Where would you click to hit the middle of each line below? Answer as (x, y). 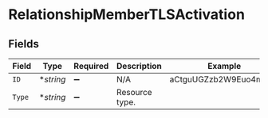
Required (91, 66)
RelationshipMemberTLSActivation (127, 15)
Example (224, 66)
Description (139, 66)
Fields (24, 44)
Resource (135, 92)
